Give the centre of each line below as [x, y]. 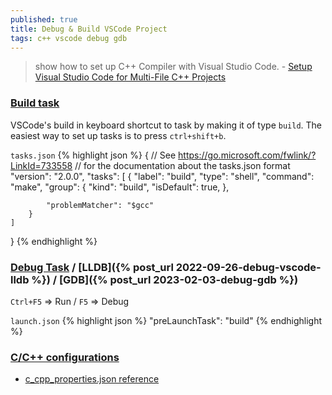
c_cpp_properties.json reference [92, 379]
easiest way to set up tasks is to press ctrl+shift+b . [118, 135]
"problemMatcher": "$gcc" [100, 205]
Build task [35, 103]
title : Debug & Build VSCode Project [89, 29]
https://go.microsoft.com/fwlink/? [247, 155]
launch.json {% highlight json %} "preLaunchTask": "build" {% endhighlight [166, 320]
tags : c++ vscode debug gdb [69, 38]
